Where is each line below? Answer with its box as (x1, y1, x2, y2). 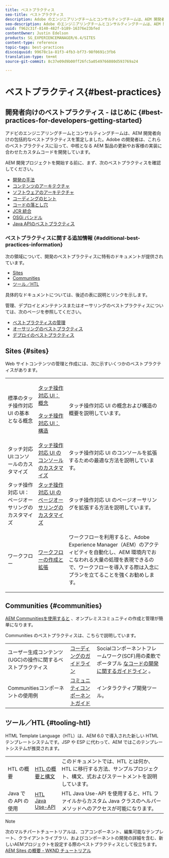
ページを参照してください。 (27, 308, 84, 315)
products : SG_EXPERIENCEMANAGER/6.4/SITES (5, 36, 96, 41)
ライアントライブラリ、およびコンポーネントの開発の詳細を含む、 (22, 835, 159, 841)
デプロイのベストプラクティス (12, 332, 74, 338)
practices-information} (5, 241, 63, 248)
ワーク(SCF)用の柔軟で (106, 653, 161, 660)
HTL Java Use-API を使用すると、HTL (61, 790, 152, 797)
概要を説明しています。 (68, 410, 124, 417)
